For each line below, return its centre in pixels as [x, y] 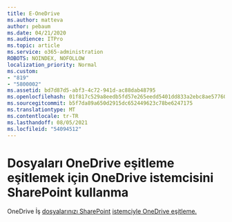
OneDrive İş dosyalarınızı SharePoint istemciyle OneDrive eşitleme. [102, 212]
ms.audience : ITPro [35, 39]
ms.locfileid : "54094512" [44, 129]
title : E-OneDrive [33, 13]
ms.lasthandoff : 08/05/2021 [48, 122]
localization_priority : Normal [52, 65]
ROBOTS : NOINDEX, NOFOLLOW [46, 59]
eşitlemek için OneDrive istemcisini [110, 178]
